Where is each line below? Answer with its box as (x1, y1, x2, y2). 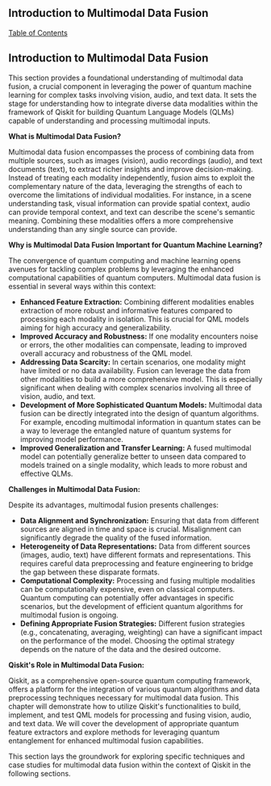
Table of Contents (8, 27, 69, 37)
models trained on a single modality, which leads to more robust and (19, 460, 248, 469)
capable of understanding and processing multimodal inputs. (8, 116, 211, 125)
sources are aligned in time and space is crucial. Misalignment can (19, 524, 242, 534)
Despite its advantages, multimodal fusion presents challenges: (8, 500, 219, 510)
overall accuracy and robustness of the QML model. (19, 348, 193, 358)
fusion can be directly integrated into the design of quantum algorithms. (19, 408, 260, 418)
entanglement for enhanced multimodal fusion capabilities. (8, 735, 204, 746)
